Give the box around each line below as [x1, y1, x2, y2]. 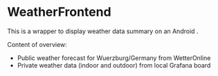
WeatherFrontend [7, 4, 112, 20]
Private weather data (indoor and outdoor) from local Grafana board [17, 61, 211, 69]
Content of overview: [7, 40, 67, 48]
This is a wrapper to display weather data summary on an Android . [7, 27, 199, 35]
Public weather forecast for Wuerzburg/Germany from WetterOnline [17, 53, 211, 62]
